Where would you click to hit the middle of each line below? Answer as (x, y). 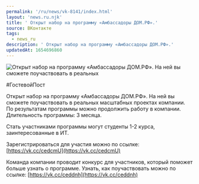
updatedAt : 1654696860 (34, 50)
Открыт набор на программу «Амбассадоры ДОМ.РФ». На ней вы (91, 96)
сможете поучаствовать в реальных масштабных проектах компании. (96, 102)
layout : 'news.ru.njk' (34, 17)
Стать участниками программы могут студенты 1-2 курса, (81, 126)
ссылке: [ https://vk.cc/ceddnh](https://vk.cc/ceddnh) (72, 175)
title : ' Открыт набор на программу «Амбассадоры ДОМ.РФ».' (82, 22)
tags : (13, 34)
